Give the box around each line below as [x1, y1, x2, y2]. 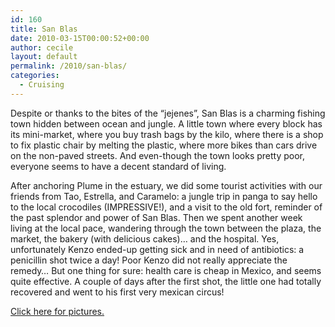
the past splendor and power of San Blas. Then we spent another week [10, 211, 303, 223]
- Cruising [19, 80, 65, 90]
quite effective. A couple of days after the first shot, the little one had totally [10, 275, 322, 287]
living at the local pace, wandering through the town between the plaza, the [10, 222, 322, 234]
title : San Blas [10, 24, 78, 34]
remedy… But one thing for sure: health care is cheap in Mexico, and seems [10, 264, 322, 276]
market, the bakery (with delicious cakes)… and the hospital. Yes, [10, 232, 280, 245]
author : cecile [10, 42, 74, 53]
